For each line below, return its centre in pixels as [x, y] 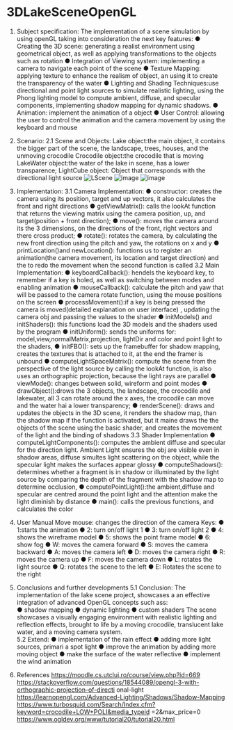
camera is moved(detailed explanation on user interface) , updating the [118, 309]
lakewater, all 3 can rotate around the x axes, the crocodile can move [115, 398]
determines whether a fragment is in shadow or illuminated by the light [118, 472]
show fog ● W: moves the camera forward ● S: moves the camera [112, 544]
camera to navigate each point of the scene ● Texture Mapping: [109, 68]
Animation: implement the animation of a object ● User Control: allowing [121, 113]
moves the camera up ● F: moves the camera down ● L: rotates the [114, 559]
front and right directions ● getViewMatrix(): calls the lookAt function [116, 206]
